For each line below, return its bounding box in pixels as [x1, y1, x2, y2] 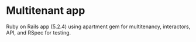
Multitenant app [6, 4, 85, 17]
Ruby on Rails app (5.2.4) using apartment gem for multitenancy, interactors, [6, 23, 191, 30]
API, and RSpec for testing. [6, 29, 71, 36]
